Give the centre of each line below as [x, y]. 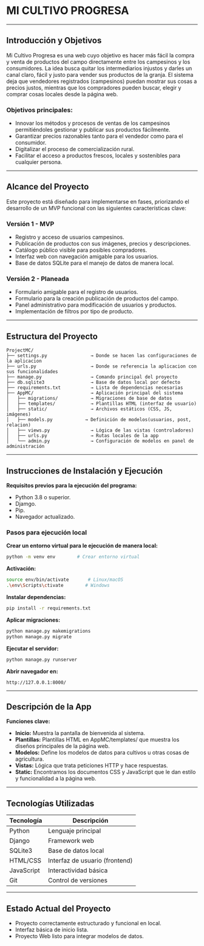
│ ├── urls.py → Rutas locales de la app [83, 436]
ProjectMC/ [20, 350]
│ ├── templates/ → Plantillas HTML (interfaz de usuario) [102, 404]
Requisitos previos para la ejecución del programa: [72, 486]
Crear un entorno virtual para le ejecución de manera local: [82, 546]
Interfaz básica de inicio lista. [52, 930]
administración [25, 446]
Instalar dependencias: [36, 597]
